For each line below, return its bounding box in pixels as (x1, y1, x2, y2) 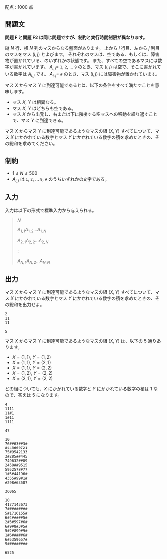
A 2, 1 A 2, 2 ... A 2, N (17, 237, 49, 245)
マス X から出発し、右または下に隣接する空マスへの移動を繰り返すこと (12, 112, 158, 117)
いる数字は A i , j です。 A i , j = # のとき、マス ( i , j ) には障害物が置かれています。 (5, 71, 160, 78)
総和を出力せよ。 (9, 302, 45, 308)
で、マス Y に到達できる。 (12, 117, 66, 123)
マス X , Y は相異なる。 (12, 99, 59, 105)
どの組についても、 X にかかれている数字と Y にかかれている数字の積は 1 (5, 386, 153, 392)
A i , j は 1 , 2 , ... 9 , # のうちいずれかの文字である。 (12, 176, 109, 183)
